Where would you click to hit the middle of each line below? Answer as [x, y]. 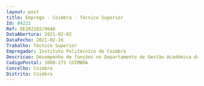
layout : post [23, 12]
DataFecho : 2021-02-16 [35, 40]
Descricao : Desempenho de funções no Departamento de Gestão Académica [99, 57]
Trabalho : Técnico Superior [42, 46]
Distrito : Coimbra [29, 74]
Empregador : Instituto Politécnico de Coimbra [66, 51]
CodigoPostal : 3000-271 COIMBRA [47, 62]
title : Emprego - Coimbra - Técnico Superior [65, 18]
